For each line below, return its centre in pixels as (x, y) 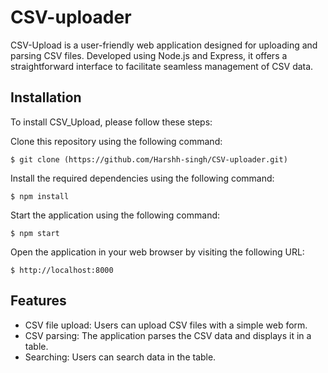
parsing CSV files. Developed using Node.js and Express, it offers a (149, 55)
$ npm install (40, 196)
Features (38, 301)
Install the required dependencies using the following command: (142, 178)
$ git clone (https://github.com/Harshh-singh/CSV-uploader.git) (149, 159)
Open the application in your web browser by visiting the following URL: (157, 252)
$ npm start (35, 233)
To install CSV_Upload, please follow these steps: (111, 122)
